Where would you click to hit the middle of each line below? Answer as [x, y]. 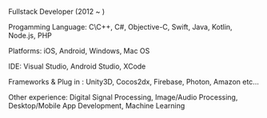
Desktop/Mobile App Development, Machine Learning [97, 106]
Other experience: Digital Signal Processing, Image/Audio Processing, [123, 97]
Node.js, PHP [30, 35]
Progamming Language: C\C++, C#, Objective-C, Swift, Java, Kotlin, [121, 27]
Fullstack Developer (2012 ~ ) [57, 12]
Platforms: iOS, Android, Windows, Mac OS [79, 51]
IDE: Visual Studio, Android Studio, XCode [77, 66]
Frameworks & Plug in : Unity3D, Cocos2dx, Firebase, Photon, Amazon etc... [134, 82]
